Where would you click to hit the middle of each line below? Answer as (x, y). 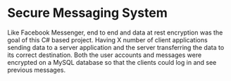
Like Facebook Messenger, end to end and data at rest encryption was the (115, 32)
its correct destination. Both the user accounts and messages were (105, 55)
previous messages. (36, 70)
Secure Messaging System (87, 13)
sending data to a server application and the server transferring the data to (116, 47)
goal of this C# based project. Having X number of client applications (107, 39)
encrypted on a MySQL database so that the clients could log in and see (112, 62)
